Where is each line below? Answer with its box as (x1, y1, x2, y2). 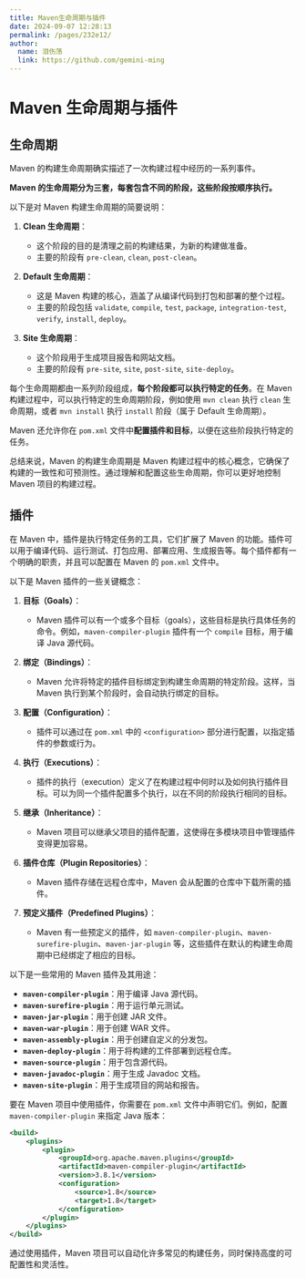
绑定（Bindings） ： (22, 656, 94, 667)
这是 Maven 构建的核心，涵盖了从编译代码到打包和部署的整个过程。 (36, 291, 290, 301)
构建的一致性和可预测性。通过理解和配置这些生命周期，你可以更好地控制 (9, 467, 280, 478)
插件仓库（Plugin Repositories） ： (22, 857, 150, 868)
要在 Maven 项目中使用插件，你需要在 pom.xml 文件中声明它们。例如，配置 (9, 1098, 289, 1109)
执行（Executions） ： (22, 757, 103, 768)
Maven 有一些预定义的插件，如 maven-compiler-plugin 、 (36, 926, 249, 937)
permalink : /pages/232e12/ (9, 30, 112, 39)
